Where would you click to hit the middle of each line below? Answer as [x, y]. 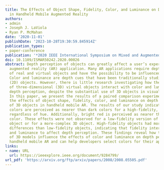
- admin [13, 23]
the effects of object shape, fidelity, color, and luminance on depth [84, 101]
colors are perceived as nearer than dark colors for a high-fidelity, [84, 110]
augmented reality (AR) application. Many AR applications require [80, 69]
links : [12, 146]
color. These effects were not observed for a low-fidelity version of [84, 119]
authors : [14, 19]
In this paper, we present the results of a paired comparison [75, 96]
